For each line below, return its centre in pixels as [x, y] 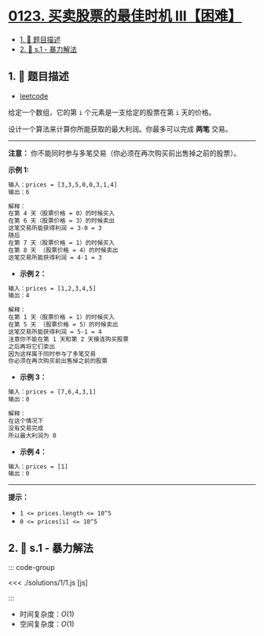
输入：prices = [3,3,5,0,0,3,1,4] [63, 185]
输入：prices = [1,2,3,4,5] [52, 288]
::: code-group [31, 568]
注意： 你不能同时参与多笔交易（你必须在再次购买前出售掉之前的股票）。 [125, 153]
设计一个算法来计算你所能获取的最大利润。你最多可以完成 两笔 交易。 [120, 129]
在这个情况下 [26, 421]
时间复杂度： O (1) [47, 614]
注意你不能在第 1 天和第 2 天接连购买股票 [69, 339]
